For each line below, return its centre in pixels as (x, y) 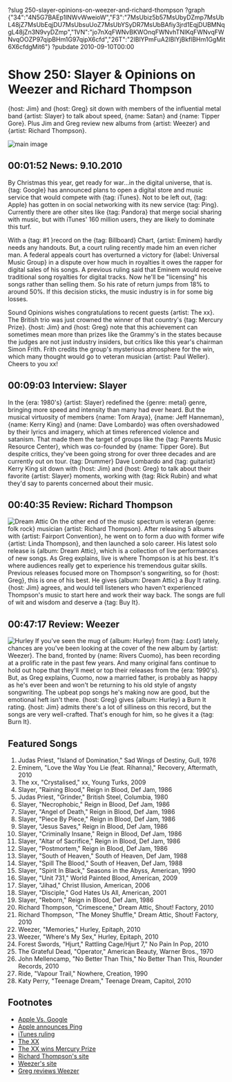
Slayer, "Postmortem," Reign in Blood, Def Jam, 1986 (93, 848)
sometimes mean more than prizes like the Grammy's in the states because (115, 334)
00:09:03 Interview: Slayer (67, 386)
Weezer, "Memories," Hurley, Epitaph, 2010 (79, 929)
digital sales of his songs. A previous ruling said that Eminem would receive (115, 269)
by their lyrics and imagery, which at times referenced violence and (104, 431)
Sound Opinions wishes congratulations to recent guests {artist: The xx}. (111, 312)
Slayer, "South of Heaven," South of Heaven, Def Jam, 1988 (103, 856)
